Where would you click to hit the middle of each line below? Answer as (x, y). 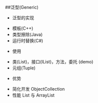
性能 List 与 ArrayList (33, 95)
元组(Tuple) (24, 68)
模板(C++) (23, 28)
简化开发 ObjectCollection (38, 89)
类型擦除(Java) (27, 34)
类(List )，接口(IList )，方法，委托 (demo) (53, 62)
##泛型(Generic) (22, 7)
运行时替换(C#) (28, 41)
